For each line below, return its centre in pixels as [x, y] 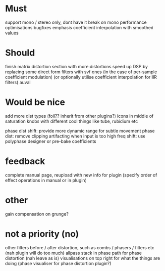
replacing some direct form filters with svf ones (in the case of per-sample [81, 72]
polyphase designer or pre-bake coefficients [51, 141]
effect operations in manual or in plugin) [46, 180]
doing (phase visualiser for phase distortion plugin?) [58, 263]
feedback [25, 161]
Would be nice [35, 102]
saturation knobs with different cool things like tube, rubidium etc [72, 121]
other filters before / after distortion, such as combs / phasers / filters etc [80, 247]
